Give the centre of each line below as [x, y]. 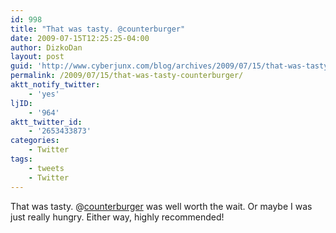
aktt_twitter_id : [46, 122]
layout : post [37, 57]
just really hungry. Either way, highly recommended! [117, 217]
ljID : [21, 103]
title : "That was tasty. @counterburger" [98, 29]
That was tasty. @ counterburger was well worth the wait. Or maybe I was [161, 206]
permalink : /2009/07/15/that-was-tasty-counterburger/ [127, 76]
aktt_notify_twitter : [55, 85]
